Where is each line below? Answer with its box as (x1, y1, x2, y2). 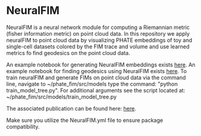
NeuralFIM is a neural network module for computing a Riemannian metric (6, 24, 190, 31)
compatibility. (6, 123, 40, 130)
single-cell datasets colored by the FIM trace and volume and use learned (6, 43, 190, 50)
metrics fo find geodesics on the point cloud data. (6, 49, 130, 56)
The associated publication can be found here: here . (6, 105, 136, 112)
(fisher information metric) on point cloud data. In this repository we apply (6, 30, 190, 37)
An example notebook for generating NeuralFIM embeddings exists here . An (6, 61, 196, 68)
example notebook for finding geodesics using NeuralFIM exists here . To (6, 67, 187, 74)
